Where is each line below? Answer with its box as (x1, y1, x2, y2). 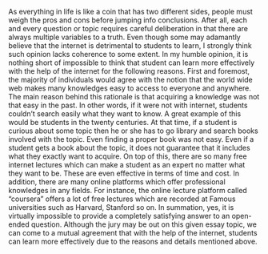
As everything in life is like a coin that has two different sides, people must (8, 7, 254, 16)
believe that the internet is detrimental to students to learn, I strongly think (8, 41, 252, 50)
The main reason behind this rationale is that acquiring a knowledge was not (8, 92, 260, 101)
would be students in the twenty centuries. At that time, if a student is (8, 118, 238, 127)
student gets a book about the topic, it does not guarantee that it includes (8, 143, 250, 152)
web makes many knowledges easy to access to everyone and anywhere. (8, 83, 252, 93)
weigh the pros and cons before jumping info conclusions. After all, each (8, 15, 248, 25)
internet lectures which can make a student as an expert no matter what (8, 160, 246, 169)
